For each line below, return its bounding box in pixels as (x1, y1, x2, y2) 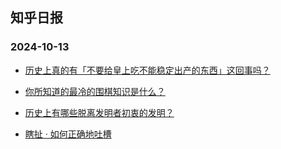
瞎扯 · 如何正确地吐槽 (24, 128, 112, 140)
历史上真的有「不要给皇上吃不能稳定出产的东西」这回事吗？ (24, 64, 271, 76)
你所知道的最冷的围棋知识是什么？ (24, 85, 166, 97)
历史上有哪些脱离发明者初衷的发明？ (24, 106, 175, 118)
